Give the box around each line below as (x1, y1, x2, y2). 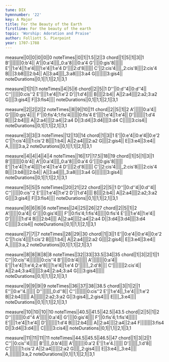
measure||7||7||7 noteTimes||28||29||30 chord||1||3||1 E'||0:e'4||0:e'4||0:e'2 (5, 231, 162, 237)
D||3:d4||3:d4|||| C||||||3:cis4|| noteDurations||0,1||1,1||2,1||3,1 (5, 325, 131, 331)
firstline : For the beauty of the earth (5, 26, 92, 31)
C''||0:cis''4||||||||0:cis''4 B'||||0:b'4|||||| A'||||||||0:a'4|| (5, 257, 118, 263)
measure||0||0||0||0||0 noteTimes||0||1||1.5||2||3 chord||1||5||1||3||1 (5, 54, 144, 60)
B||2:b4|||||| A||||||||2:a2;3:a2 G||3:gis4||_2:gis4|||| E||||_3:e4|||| (5, 294, 137, 300)
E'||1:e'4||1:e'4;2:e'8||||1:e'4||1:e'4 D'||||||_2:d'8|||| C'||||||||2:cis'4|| (5, 262, 141, 268)
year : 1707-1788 (5, 41, 39, 46)
